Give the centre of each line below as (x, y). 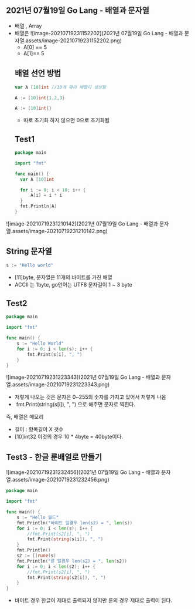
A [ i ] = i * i (46, 196)
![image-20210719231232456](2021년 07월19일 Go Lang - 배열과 (83, 472)
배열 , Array (28, 26)
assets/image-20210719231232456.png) (61, 480)
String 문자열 (29, 251)
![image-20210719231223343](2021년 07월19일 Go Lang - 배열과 (83, 377)
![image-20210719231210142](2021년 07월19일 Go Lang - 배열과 (82, 223)
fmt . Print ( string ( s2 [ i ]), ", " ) (67, 577)
